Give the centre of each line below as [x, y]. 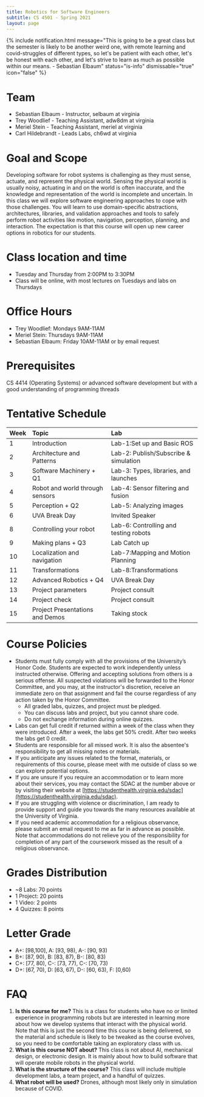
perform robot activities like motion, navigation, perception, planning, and [98, 220]
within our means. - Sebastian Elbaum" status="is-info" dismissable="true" [100, 66]
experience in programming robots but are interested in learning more [102, 1017]
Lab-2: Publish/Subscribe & [151, 453]
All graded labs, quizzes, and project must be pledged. [93, 706]
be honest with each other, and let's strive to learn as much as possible [95, 60]
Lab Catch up [131, 543]
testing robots [131, 533]
